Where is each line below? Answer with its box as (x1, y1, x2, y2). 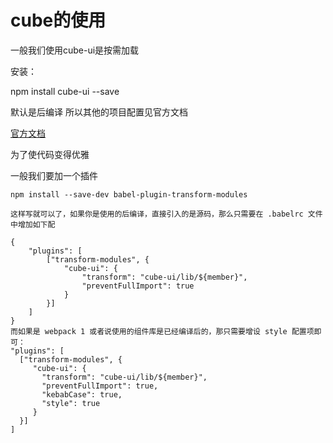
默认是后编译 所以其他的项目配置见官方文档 (10, 106, 188, 118)
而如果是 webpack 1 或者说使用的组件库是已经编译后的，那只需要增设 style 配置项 (10, 326, 315, 336)
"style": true (41, 398, 101, 408)
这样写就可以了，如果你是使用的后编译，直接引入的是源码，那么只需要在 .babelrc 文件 (10, 209, 323, 219)
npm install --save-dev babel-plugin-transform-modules (10, 189, 248, 200)
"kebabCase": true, (41, 389, 123, 400)
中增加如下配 (10, 219, 56, 230)
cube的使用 (10, 9, 107, 32)
